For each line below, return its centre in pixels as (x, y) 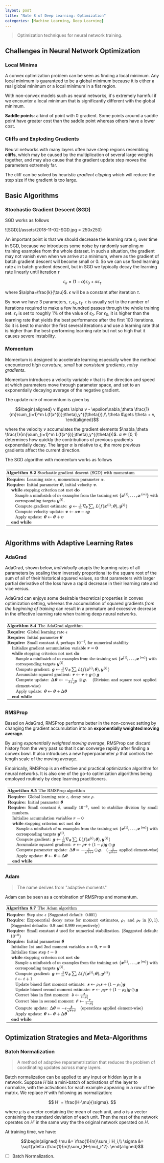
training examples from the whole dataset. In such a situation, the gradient (80, 251)
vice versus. (17, 588)
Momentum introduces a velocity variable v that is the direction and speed (80, 380)
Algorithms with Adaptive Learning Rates (69, 543)
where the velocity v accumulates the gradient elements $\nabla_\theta (77, 429)
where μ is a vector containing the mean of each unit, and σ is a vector (76, 1112)
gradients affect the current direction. (43, 450)
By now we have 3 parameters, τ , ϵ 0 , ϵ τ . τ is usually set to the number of (77, 302)
